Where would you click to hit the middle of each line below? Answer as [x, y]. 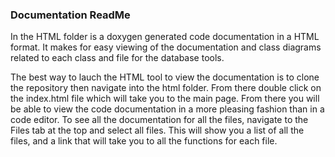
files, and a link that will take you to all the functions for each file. [144, 141]
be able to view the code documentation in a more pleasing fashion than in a [167, 109]
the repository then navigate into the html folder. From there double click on [166, 88]
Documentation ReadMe [70, 15]
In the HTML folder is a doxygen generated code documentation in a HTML [165, 37]
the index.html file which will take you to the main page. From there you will [165, 99]
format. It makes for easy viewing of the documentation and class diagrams [166, 47]
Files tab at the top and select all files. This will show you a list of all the [157, 130]
